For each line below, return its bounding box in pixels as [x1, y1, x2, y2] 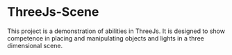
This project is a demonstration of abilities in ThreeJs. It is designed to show [7, 27, 226, 35]
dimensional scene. [7, 41, 63, 49]
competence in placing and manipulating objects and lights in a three [7, 34, 205, 42]
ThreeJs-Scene [7, 4, 99, 20]
